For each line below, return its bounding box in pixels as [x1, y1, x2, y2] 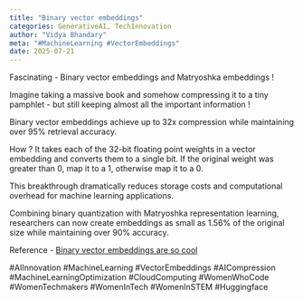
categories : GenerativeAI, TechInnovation [9, 22, 172, 31]
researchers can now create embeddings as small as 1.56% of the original [9, 218, 285, 228]
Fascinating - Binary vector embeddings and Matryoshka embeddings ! [9, 72, 274, 83]
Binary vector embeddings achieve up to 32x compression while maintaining [9, 117, 295, 128]
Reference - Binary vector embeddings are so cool [9, 245, 198, 256]
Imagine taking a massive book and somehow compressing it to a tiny [9, 90, 269, 101]
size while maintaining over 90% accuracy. [9, 228, 169, 238]
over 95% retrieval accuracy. [9, 126, 118, 137]
